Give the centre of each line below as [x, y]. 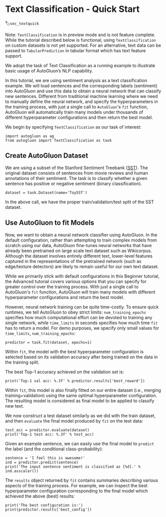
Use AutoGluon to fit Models [50, 223]
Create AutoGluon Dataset [47, 156]
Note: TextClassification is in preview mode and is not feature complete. [80, 35]
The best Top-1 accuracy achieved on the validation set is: [65, 372]
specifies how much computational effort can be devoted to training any [79, 317]
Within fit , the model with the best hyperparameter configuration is [74, 351]
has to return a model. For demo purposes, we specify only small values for [82, 328]
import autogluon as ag [30, 136]
